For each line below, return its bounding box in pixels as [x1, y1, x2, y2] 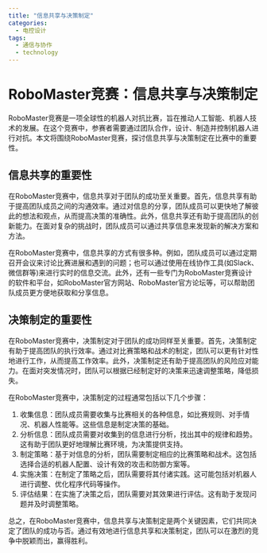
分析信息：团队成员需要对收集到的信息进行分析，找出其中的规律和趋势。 [19, 429, 257, 438]
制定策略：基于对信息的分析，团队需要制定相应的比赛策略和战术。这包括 [19, 449, 257, 458]
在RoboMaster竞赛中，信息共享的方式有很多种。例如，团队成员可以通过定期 [8, 247, 257, 257]
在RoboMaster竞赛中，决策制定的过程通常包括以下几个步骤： [8, 392, 208, 402]
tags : [8, 33, 26, 42]
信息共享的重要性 [8, 169, 92, 182]
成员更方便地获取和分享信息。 [14, 287, 113, 297]
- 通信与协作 [15, 41, 53, 49]
